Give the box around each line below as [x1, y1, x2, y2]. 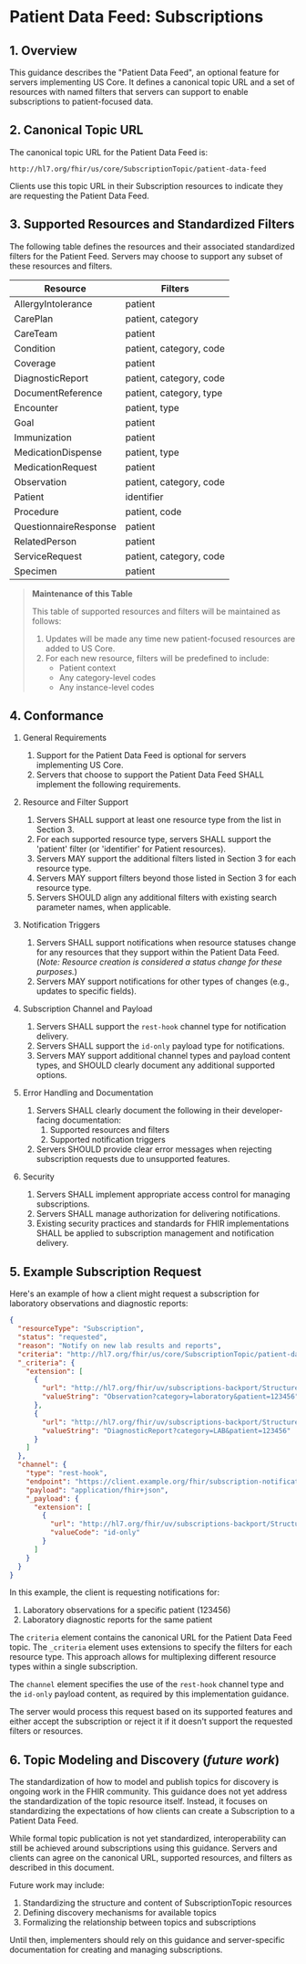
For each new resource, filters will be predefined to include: [45, 652, 270, 663]
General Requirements [22, 733, 107, 744]
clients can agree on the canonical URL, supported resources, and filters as [9, 1853, 293, 1864]
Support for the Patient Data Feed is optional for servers [36, 750, 247, 761]
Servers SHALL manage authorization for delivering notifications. [36, 1209, 280, 1220]
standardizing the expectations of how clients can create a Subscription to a [9, 1806, 296, 1817]
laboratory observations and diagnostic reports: [9, 1298, 189, 1309]
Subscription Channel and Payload [22, 1003, 153, 1015]
